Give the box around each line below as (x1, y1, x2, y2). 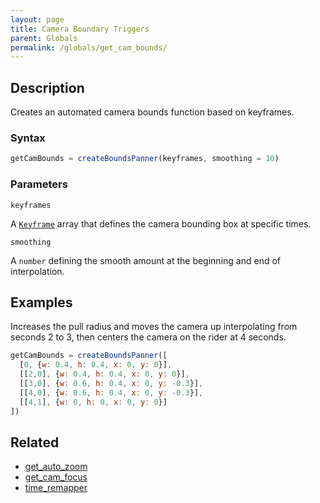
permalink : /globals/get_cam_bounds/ (10, 42, 168, 53)
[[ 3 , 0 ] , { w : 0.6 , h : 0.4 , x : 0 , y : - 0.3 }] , (19, 378, 204, 388)
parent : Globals (10, 33, 78, 43)
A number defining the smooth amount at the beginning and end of (10, 254, 281, 266)
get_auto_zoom (24, 461, 88, 473)
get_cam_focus (24, 471, 88, 483)
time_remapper (24, 482, 88, 494)
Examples (10, 294, 73, 311)
